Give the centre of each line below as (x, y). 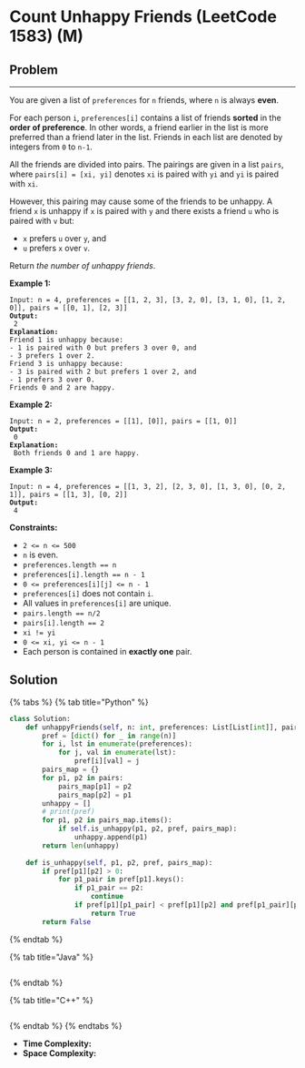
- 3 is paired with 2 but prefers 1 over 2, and (103, 371)
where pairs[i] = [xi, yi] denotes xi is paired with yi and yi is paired (144, 174)
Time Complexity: (57, 1043)
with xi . (24, 183)
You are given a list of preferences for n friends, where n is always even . (144, 100)
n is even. (40, 554)
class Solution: (40, 718)
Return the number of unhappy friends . (83, 265)
